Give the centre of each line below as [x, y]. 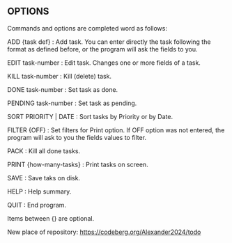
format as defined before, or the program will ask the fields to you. [102, 49]
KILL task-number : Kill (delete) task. [60, 76]
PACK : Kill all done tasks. [44, 151]
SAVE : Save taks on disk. [44, 178]
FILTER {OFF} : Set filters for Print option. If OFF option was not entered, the [116, 130]
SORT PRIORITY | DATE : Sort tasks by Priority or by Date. [90, 116]
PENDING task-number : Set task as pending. [72, 103]
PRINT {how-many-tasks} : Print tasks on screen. [78, 164]
